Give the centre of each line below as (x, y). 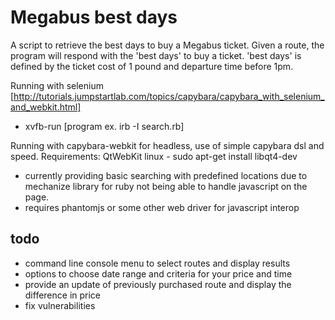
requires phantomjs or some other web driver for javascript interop (162, 207)
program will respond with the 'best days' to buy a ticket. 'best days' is (156, 55)
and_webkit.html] (46, 107)
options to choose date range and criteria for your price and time (158, 273)
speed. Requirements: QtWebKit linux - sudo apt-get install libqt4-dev (154, 156)
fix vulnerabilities (60, 305)
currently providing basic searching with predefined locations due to (166, 175)
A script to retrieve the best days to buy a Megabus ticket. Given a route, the (167, 45)
